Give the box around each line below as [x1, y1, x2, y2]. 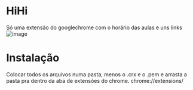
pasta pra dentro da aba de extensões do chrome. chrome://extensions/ [6, 77, 184, 84]
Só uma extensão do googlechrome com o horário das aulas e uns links [6, 24, 182, 31]
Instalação [6, 51, 60, 65]
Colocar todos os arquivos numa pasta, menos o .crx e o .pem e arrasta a [6, 70, 187, 78]
